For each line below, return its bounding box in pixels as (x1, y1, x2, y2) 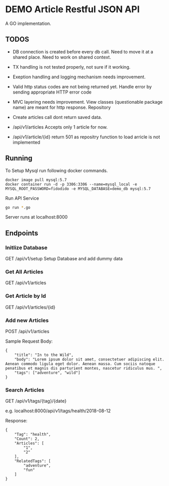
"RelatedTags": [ (14, 459, 51, 464)
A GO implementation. (5, 20, 52, 26)
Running (5, 154, 33, 163)
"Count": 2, (14, 436, 40, 442)
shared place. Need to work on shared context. (12, 54, 112, 60)
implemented (12, 139, 41, 145)
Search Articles (5, 386, 45, 393)
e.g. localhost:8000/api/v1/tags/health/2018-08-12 (5, 408, 111, 414)
